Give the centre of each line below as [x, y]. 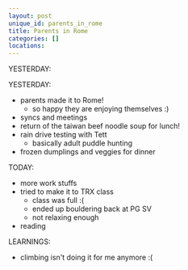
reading [33, 226]
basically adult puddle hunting [82, 143]
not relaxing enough [65, 217]
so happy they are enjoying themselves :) [100, 109]
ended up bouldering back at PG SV [92, 209]
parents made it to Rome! [62, 100]
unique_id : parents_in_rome [56, 23]
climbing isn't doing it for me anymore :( [86, 257]
